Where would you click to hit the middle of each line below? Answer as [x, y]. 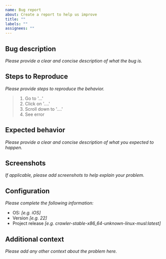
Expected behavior [35, 130]
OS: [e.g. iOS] [26, 213]
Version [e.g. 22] [30, 218]
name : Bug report [23, 10]
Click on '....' [37, 104]
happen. [14, 147]
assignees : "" [20, 29]
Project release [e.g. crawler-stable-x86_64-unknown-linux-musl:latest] [86, 223]
